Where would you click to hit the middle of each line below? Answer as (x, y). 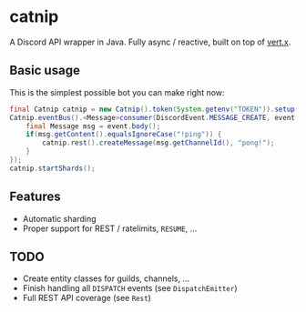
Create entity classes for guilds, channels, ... (106, 278)
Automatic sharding (59, 218)
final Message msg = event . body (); (93, 126)
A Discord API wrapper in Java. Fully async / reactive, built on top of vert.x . (150, 42)
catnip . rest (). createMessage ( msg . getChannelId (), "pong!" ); (158, 143)
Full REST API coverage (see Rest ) (87, 298)
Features (35, 197)
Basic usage (45, 70)
